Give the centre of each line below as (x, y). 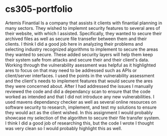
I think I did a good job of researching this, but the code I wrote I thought (80, 123)
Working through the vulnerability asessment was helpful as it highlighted (81, 65)
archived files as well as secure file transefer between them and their (76, 39)
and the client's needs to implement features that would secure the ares (79, 81)
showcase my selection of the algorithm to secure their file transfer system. (83, 118)
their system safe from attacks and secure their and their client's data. (77, 60)
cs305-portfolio (39, 9)
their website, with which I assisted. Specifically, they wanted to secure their (83, 33)
